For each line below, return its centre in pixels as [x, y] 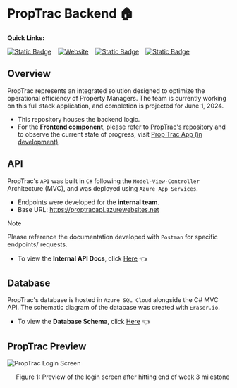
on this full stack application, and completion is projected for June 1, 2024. [116, 106]
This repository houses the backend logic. [79, 119]
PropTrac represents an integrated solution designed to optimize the [106, 90]
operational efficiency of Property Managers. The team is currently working [117, 98]
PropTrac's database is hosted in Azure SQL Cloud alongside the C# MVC [113, 300]
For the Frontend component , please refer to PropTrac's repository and [121, 127]
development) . [38, 142]
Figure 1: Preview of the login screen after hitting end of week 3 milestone [123, 377]
